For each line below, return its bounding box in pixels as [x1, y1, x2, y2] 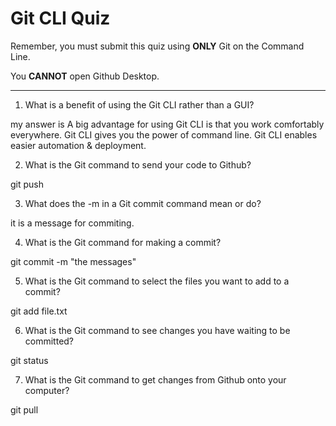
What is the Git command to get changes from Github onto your [24, 373, 287, 386]
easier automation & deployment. [10, 139, 147, 151]
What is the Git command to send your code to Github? [24, 158, 252, 171]
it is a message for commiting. [10, 217, 135, 229]
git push [10, 178, 45, 190]
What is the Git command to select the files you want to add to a [24, 275, 290, 287]
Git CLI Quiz [10, 7, 111, 30]
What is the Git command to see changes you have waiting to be [24, 324, 291, 336]
